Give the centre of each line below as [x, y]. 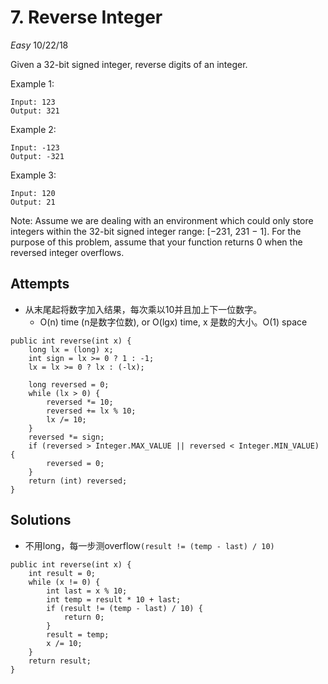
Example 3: [33, 175]
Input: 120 [33, 193]
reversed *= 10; [80, 402]
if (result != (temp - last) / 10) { [124, 608]
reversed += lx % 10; [91, 411]
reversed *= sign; [66, 437]
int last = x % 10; [87, 591]
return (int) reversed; [78, 481]
